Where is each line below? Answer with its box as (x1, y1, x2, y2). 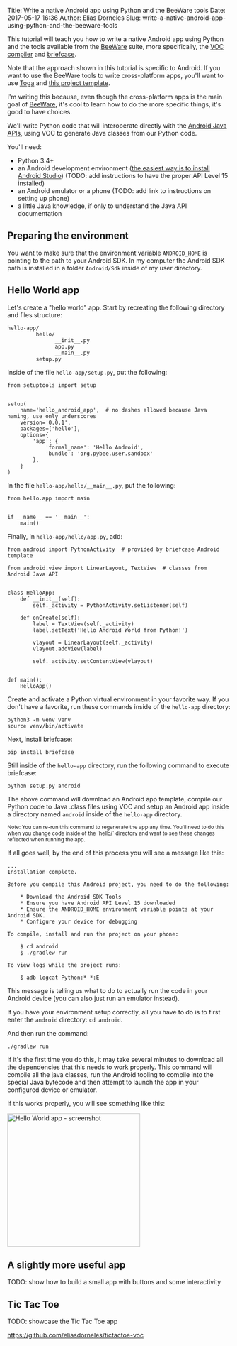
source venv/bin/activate (7, 722, 83, 730)
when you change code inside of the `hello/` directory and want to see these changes (7, 830, 215, 837)
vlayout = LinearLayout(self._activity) (33, 639, 154, 646)
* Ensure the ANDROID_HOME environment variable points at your (20, 905, 214, 913)
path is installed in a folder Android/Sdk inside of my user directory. (7, 263, 202, 272)
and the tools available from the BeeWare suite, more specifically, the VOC (7, 43, 224, 50)
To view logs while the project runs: (7, 961, 122, 968)
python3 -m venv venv (7, 716, 71, 723)
